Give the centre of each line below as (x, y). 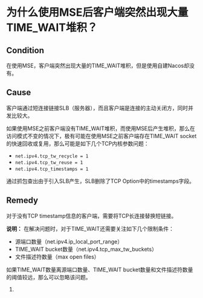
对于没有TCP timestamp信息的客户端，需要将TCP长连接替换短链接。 (92, 216)
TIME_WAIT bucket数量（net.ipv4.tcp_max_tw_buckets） (86, 249)
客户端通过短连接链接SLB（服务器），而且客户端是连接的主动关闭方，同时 (97, 108)
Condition (25, 50)
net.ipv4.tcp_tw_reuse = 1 (49, 162)
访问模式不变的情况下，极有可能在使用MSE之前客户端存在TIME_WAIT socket (101, 136)
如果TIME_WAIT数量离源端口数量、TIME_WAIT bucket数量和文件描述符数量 (100, 270)
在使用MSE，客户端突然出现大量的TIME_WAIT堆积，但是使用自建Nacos (95, 65)
